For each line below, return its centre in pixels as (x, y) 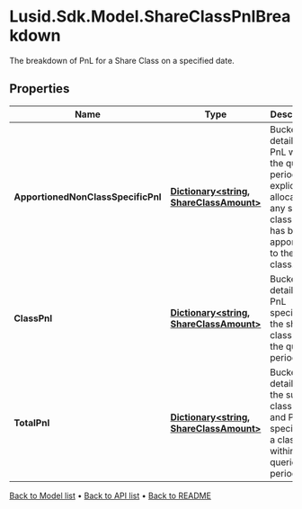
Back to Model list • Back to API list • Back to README (110, 496)
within (282, 451)
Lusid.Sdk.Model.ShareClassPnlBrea (150, 17)
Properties (40, 89)
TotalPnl (32, 423)
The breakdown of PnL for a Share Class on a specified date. (122, 60)
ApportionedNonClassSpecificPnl (88, 197)
